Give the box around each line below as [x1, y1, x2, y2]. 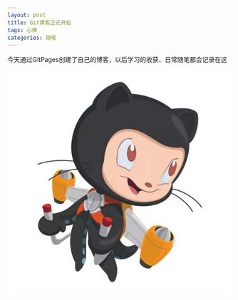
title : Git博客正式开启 [7, 19, 71, 26]
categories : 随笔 [7, 34, 57, 41]
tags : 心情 [7, 26, 38, 33]
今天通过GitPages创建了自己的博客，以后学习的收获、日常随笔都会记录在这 [7, 56, 228, 64]
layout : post [7, 11, 46, 19]
